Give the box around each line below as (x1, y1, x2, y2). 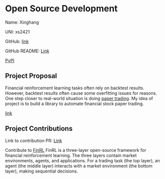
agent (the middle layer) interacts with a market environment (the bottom (5, 163, 153, 169)
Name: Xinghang (5, 19, 39, 25)
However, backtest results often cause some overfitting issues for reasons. (5, 90, 157, 96)
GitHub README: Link (5, 48, 50, 54)
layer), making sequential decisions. (5, 168, 78, 174)
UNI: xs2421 (5, 29, 30, 35)
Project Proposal (5, 72, 58, 80)
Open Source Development (5, 3, 118, 14)
